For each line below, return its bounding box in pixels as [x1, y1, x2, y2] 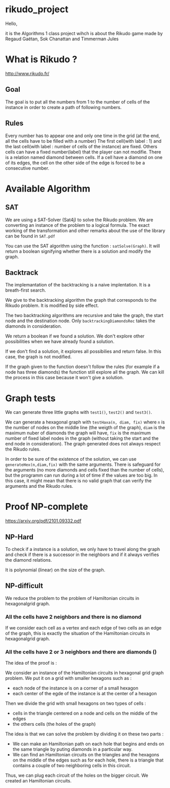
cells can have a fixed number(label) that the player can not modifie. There [5, 149, 161, 155]
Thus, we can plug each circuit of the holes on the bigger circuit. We [5, 772, 149, 778]
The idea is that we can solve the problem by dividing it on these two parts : [5, 731, 164, 737]
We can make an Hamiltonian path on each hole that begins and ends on [12, 741, 164, 747]
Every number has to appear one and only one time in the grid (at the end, [5, 133, 160, 139]
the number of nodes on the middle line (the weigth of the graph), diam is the [5, 425, 165, 431]
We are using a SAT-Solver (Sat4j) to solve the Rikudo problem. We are [5, 217, 153, 223]
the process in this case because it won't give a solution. [5, 375, 124, 381]
